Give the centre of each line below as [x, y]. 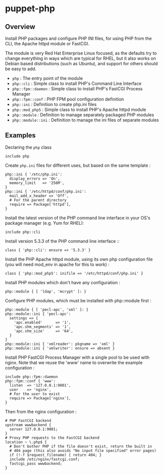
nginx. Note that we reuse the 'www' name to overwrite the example [74, 362]
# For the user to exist [35, 394]
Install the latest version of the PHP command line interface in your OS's [78, 218]
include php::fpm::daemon [31, 377]
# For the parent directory [38, 200]
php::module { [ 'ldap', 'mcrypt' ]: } [46, 291]
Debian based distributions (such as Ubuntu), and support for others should [82, 64]
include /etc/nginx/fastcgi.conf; [45, 459]
